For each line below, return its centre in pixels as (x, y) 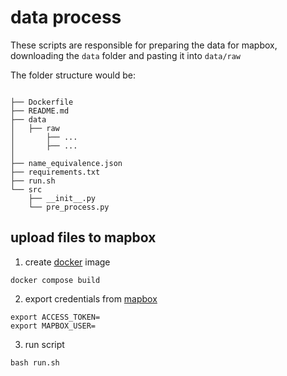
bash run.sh (35, 362)
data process (66, 17)
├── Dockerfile (42, 102)
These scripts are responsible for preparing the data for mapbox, (144, 45)
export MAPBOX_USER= (53, 326)
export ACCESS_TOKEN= (55, 317)
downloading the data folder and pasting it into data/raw (126, 55)
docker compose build (55, 280)
